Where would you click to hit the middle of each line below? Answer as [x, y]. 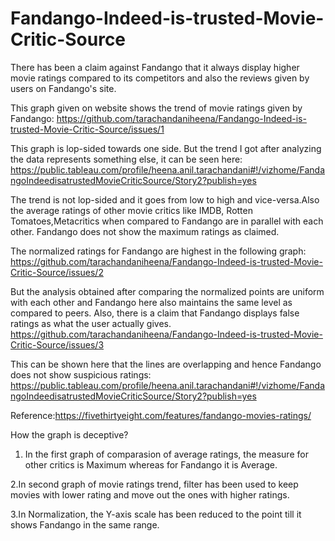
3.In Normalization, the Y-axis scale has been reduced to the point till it [156, 514]
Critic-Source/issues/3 [57, 344]
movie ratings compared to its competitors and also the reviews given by [160, 78]
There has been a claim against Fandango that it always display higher [155, 67]
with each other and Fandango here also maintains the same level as [151, 302]
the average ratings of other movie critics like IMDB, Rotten [131, 210]
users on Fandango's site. [63, 88]
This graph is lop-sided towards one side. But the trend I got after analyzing [166, 148]
